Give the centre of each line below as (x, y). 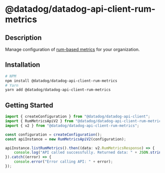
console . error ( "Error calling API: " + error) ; (63, 162)
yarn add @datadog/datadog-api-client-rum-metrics (58, 90)
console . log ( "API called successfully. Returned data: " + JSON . (82, 153)
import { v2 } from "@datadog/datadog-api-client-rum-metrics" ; (72, 126)
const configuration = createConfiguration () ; (54, 134)
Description (23, 38)
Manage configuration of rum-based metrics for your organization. (72, 49)
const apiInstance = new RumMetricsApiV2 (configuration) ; (66, 139)
